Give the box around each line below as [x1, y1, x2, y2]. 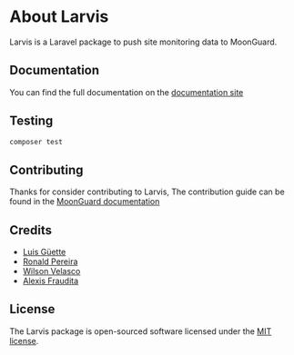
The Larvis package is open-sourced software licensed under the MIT [9, 325, 272, 337]
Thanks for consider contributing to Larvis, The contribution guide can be [9, 186, 285, 197]
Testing [9, 113, 54, 129]
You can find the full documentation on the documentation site [9, 86, 244, 97]
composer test [9, 137, 64, 146]
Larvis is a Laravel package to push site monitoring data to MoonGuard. [9, 36, 278, 47]
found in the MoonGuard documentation [9, 196, 160, 207]
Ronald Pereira [22, 256, 78, 267]
